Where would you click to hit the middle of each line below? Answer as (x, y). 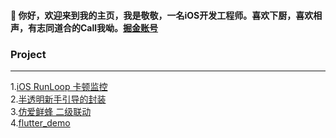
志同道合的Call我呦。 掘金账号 (97, 27)
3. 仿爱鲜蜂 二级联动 (51, 111)
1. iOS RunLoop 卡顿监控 (59, 86)
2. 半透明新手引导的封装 (58, 99)
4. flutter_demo (40, 122)
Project (28, 54)
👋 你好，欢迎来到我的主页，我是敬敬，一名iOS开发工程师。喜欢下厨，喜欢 (162, 15)
